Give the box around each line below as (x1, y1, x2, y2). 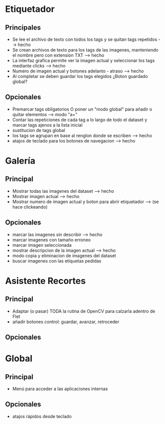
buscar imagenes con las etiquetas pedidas (12, 258, 102, 264)
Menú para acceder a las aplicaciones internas (12, 386, 108, 392)
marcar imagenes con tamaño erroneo (12, 237, 91, 243)
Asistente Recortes (5, 275, 86, 286)
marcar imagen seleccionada (12, 242, 72, 248)
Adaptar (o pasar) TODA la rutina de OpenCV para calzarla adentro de (12, 308, 155, 314)
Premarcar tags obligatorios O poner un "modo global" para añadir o (12, 106, 153, 112)
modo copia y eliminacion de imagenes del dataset (12, 252, 116, 259)
